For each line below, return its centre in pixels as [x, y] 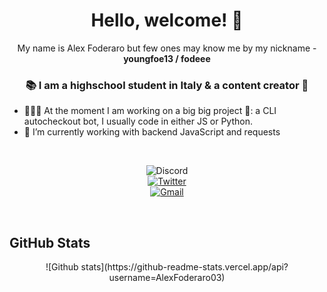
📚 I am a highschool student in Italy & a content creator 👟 [167, 85]
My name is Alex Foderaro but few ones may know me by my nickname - [167, 48]
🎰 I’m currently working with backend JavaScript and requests [152, 132]
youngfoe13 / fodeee [167, 58]
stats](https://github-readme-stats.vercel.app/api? [184, 267]
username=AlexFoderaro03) [167, 278]
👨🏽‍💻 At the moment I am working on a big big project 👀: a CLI [150, 111]
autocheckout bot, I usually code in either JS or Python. [138, 121]
